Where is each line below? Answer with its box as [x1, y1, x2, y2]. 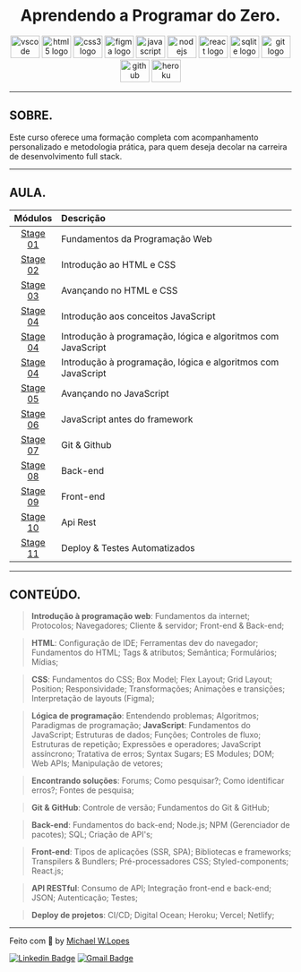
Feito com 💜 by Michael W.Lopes [9, 935, 130, 946]
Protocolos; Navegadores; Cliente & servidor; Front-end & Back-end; [30, 620, 285, 632]
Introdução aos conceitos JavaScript [61, 310, 216, 323]
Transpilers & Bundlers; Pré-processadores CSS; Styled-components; [30, 856, 289, 867]
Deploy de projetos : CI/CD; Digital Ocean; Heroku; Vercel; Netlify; [30, 910, 275, 921]
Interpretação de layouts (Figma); [30, 693, 155, 704]
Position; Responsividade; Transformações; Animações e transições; [30, 684, 285, 694]
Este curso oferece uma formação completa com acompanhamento [9, 132, 259, 142]
